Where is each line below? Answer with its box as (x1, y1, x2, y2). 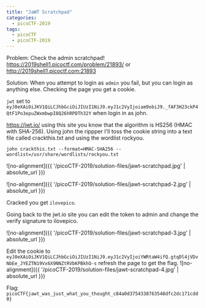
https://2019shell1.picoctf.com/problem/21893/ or (6, 61, 131, 68)
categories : (6, 15, 37, 21)
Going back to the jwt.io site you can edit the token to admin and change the (6, 211, 199, 218)
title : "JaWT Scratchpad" (6, 9, 72, 15)
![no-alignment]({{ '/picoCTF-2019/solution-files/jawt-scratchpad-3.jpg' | (6, 229, 191, 236)
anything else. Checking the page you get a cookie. (6, 86, 136, 92)
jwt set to (6, 97, 31, 105)
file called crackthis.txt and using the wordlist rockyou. (6, 134, 144, 141)
